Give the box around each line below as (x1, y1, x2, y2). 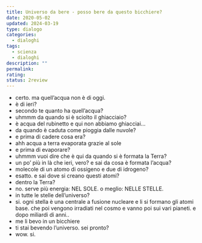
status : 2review (6, 77, 48, 83)
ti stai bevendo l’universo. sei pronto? (15, 224, 109, 231)
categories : (6, 32, 37, 38)
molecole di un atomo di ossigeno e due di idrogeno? (15, 166, 149, 173)
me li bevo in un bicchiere (15, 218, 81, 225)
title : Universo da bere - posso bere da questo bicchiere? (6, 9, 163, 15)
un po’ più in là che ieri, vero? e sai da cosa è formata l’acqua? (15, 159, 172, 166)
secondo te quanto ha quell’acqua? (15, 107, 104, 114)
